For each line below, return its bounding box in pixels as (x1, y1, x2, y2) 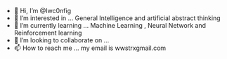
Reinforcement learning (13, 28, 82, 37)
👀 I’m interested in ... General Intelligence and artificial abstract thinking (13, 14, 221, 22)
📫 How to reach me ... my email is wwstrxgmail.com (13, 44, 167, 52)
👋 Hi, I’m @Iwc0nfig (13, 7, 72, 15)
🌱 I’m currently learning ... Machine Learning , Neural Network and (13, 22, 206, 29)
